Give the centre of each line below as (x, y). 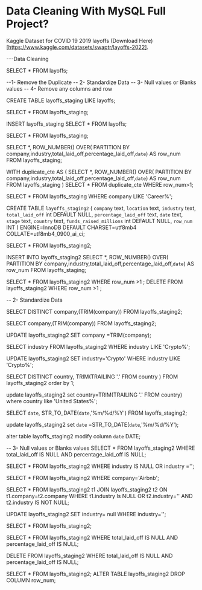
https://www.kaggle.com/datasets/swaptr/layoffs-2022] (77, 47)
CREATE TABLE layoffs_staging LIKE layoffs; (61, 100)
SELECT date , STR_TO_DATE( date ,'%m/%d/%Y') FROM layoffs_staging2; (97, 413)
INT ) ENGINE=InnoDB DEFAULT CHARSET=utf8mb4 (71, 227)
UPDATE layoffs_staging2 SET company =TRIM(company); (79, 335)
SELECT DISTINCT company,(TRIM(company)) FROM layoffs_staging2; (94, 311)
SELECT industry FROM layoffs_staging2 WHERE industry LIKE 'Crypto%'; (98, 346)
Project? (28, 24)
